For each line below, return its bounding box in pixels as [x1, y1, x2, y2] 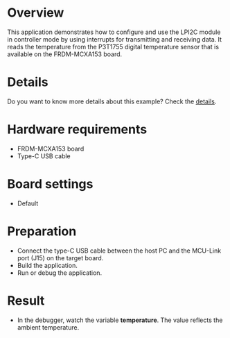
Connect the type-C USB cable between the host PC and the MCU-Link [17, 246, 222, 255]
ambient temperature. [17, 323, 80, 331]
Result [7, 293, 45, 308]
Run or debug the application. [17, 269, 103, 277]
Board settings [7, 176, 94, 192]
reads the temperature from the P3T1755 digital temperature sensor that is [7, 42, 220, 51]
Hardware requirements [7, 121, 148, 137]
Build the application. [17, 261, 78, 269]
